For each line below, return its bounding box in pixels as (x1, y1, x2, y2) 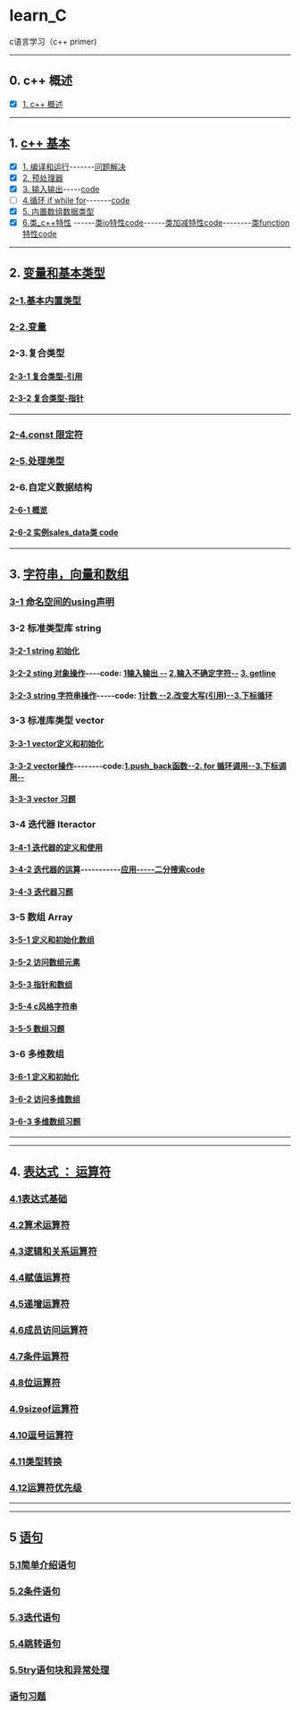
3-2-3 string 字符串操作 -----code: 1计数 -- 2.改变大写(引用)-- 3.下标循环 (9, 690, 273, 700)
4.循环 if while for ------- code (21, 194, 130, 206)
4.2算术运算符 (9, 1219, 71, 1232)
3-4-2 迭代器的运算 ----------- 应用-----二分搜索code (9, 864, 205, 875)
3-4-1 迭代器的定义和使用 (9, 842, 103, 852)
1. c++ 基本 (9, 136, 71, 151)
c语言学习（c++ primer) (9, 36, 97, 47)
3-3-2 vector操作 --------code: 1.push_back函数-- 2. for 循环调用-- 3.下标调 (9, 760, 287, 771)
